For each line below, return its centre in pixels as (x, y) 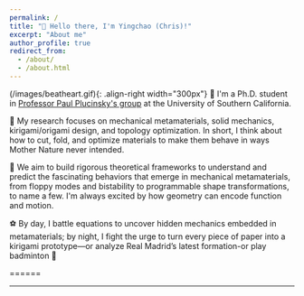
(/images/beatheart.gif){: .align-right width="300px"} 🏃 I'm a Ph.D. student (148, 93)
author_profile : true (50, 43)
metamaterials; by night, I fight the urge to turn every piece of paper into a (147, 236)
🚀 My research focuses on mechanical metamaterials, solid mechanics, (142, 120)
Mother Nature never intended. (67, 149)
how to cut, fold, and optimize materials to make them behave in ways (139, 140)
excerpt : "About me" (48, 34)
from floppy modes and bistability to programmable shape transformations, (149, 186)
